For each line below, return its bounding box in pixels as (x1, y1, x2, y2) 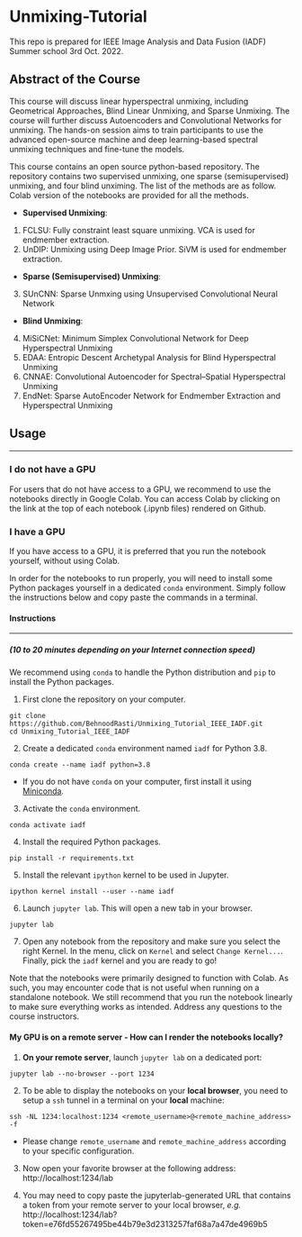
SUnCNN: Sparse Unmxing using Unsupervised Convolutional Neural (22, 288, 279, 299)
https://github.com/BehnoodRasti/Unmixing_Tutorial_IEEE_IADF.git (9, 719, 263, 729)
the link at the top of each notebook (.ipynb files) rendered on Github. (9, 503, 267, 514)
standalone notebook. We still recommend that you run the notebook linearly (9, 992, 293, 1003)
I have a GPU (9, 525, 66, 538)
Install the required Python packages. (22, 836, 162, 848)
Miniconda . (22, 786, 65, 796)
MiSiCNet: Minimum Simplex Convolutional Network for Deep (22, 332, 249, 343)
